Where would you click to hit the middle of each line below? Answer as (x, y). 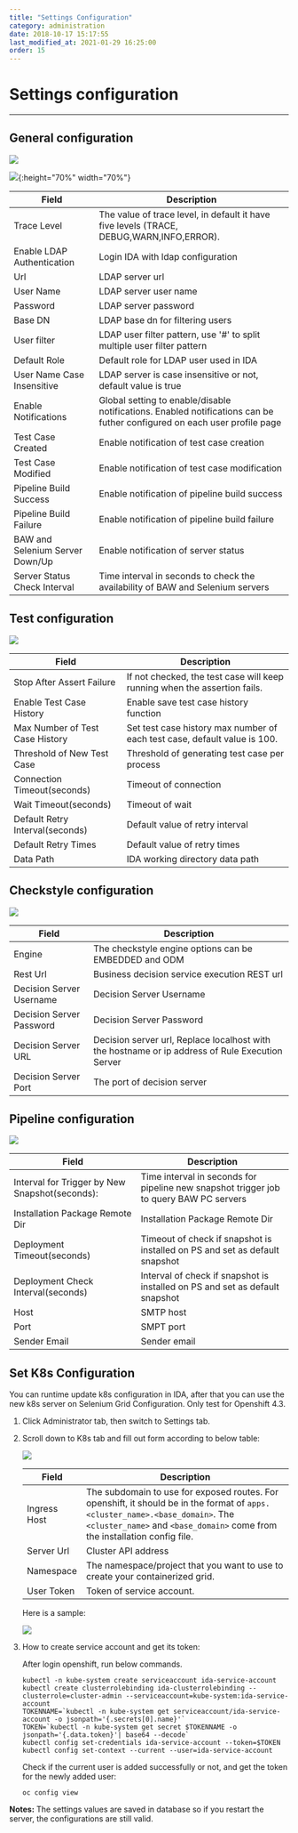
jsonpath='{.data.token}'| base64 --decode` (106, 1735)
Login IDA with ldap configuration (168, 256)
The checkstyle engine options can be (173, 949)
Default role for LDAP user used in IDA (178, 359)
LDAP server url (132, 277)
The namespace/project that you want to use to (184, 1565)
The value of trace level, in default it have (184, 214)
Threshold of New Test (61, 753)
